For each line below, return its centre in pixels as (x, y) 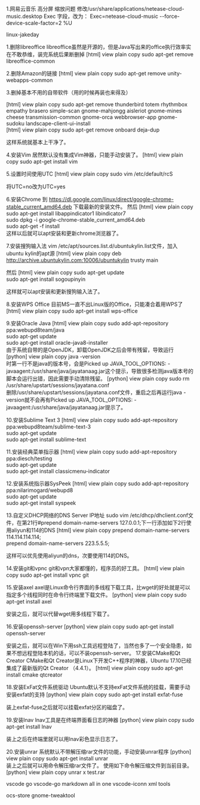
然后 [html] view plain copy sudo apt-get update (65, 273)
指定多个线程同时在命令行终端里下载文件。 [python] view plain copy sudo (96, 595)
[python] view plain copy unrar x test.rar (56, 772)
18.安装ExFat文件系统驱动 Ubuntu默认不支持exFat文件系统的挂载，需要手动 (98, 687)
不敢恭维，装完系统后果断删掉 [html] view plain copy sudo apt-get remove (102, 54)
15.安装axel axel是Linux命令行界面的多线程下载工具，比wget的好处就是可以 (99, 587)
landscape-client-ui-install (58, 123)
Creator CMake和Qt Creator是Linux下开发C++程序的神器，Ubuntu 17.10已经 (99, 660)
